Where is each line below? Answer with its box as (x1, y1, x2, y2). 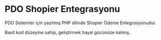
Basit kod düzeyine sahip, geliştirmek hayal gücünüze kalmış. (4, 29, 131, 35)
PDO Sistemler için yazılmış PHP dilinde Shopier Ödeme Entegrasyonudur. (4, 20, 157, 26)
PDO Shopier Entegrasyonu (4, 3, 120, 15)
